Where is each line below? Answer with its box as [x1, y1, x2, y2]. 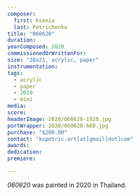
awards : [7, 142, 30, 149]
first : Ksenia [13, 17, 55, 24]
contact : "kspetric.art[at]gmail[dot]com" [7, 135, 134, 142]
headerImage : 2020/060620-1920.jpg [7, 115, 112, 122]
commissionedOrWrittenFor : [7, 50, 87, 57]
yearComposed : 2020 [7, 43, 65, 50]
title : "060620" [7, 30, 55, 38]
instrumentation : [7, 63, 58, 70]
